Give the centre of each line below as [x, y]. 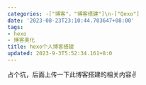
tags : [15, 27]
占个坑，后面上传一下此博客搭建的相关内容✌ [72, 74]
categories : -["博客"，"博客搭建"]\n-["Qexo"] [74, 14]
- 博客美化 [21, 40]
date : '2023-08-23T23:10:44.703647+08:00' [71, 21]
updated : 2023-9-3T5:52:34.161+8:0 [60, 54]
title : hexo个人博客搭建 [41, 47]
